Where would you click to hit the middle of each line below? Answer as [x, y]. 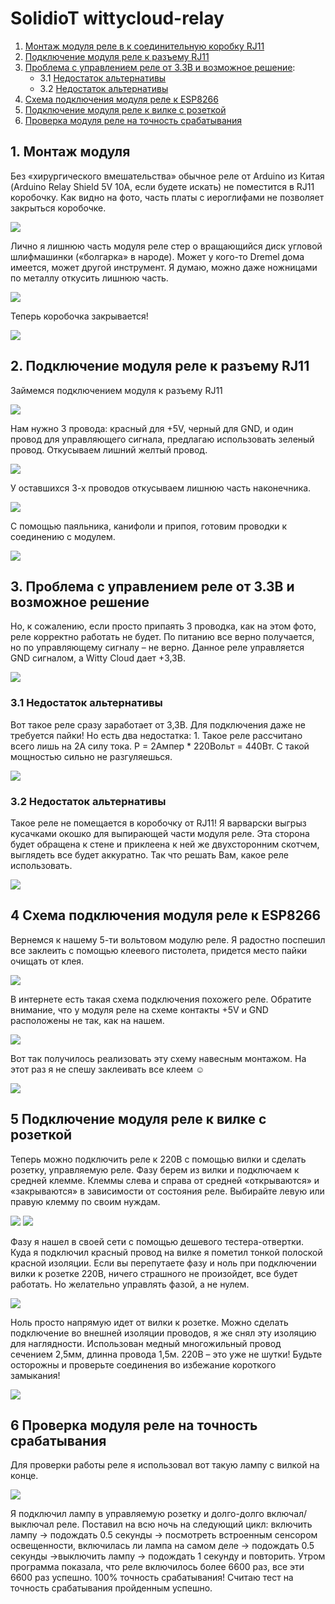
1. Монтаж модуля [70, 152]
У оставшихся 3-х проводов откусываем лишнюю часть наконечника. [161, 488]
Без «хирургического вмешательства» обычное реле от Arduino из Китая [167, 176]
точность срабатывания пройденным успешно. [111, 1588]
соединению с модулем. [63, 536]
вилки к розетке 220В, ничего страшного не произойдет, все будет [154, 1273]
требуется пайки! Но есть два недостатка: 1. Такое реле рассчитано [156, 735]
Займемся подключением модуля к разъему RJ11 [116, 390]
